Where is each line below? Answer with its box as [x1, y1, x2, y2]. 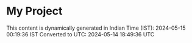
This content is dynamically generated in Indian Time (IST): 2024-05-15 [6, 24, 186, 31]
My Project [6, 4, 63, 18]
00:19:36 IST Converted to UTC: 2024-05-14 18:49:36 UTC [6, 30, 155, 38]
